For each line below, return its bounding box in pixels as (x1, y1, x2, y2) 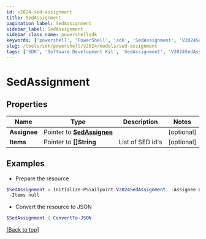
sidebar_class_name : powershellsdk (6, 32, 97, 38)
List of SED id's (118, 138, 162, 146)
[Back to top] (6, 226, 39, 233)
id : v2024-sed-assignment (6, 9, 72, 15)
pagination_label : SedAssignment (6, 20, 92, 26)
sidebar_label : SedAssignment (6, 26, 84, 32)
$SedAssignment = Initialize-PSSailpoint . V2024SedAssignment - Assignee (6, 186, 196, 193)
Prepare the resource (15, 175, 69, 182)
